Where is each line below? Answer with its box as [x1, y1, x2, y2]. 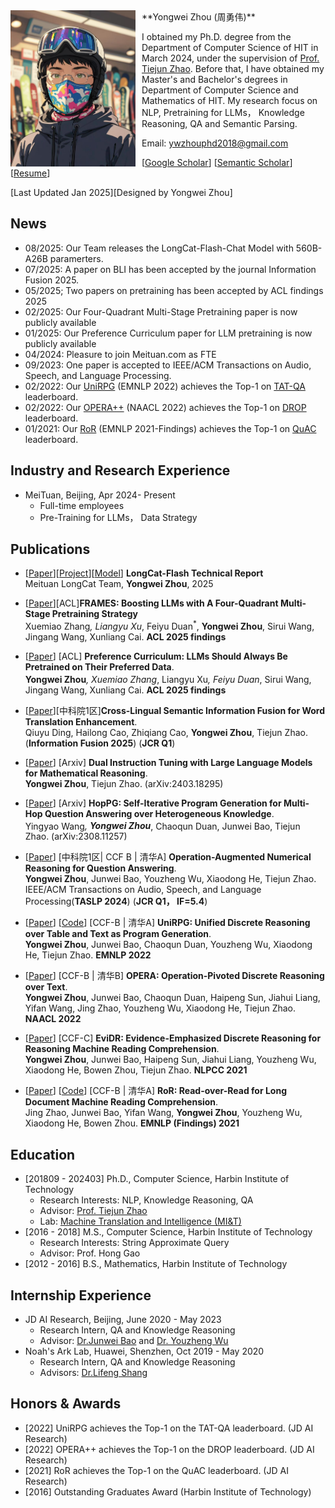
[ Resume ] [10, 167, 51, 179]
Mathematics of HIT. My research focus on [141, 95, 318, 106]
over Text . [24, 981, 68, 993]
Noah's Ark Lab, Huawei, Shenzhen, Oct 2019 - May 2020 [24, 1345, 265, 1358]
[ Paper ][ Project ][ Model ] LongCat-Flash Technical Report [24, 567, 264, 579]
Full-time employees [39, 499, 125, 511]
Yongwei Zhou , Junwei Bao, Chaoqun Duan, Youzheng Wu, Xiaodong [24, 939, 313, 951]
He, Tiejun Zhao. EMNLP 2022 [24, 949, 152, 961]
